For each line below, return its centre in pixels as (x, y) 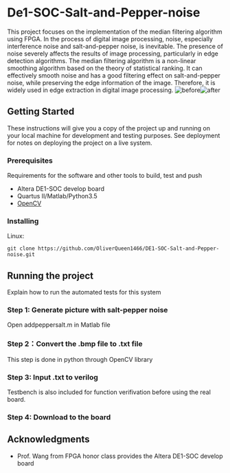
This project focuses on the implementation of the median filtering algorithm (115, 32)
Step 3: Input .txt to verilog (53, 377)
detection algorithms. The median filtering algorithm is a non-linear (102, 60)
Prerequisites (30, 161)
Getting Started (41, 112)
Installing (23, 221)
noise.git (21, 255)
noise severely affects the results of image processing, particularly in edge (113, 54)
